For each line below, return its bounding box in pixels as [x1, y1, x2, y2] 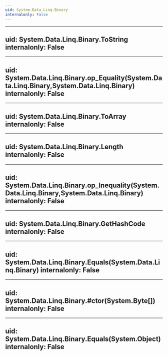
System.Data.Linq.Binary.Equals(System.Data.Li [5, 258, 160, 266]
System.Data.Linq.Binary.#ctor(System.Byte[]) [5, 296, 155, 305]
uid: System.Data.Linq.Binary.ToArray [5, 112, 126, 121]
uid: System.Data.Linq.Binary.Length [5, 143, 123, 151]
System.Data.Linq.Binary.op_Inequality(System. [5, 181, 160, 190]
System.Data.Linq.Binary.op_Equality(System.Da [5, 74, 162, 82]
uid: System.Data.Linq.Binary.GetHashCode [5, 219, 146, 228]
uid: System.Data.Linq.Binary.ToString [5, 35, 128, 44]
